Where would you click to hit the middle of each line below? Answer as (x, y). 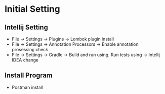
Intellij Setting (26, 27)
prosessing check (30, 49)
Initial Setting (32, 9)
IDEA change (25, 60)
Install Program (29, 76)
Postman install (27, 87)
